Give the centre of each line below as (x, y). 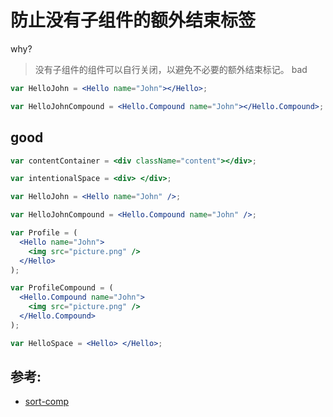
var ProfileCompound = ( (62, 288)
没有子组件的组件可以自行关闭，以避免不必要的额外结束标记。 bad (171, 69)
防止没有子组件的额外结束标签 (133, 20)
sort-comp (47, 402)
